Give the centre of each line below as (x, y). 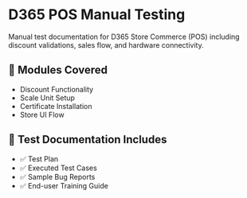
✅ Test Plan (39, 159)
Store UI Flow (42, 115)
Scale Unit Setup (47, 98)
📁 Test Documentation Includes (88, 140)
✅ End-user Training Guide (64, 185)
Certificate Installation (56, 106)
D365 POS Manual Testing (97, 15)
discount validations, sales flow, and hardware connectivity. (106, 45)
